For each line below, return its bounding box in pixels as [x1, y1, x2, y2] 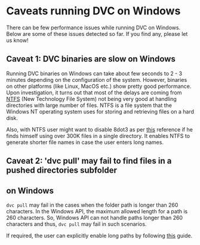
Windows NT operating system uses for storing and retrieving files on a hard [6, 108, 195, 115]
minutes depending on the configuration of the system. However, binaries [6, 76, 187, 83]
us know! [6, 36, 29, 44]
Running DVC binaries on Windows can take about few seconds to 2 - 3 [6, 70, 183, 77]
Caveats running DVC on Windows [6, 4, 181, 18]
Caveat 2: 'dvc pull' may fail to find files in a [6, 156, 172, 166]
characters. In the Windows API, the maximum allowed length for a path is [6, 207, 188, 215]
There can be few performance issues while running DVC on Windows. [6, 24, 181, 31]
